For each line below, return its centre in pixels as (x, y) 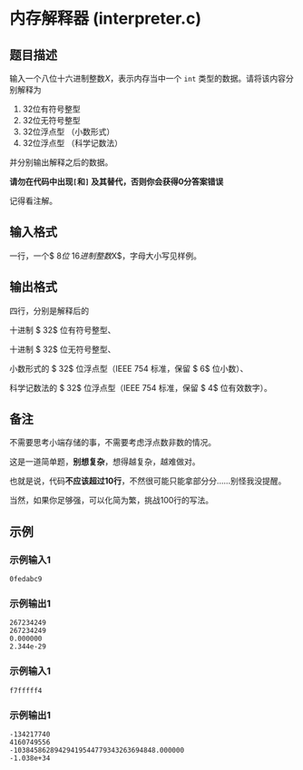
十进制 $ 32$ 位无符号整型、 (63, 349)
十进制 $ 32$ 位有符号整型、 (63, 330)
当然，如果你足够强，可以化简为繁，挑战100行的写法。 (112, 501)
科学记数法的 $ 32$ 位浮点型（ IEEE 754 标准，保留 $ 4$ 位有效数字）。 (141, 387)
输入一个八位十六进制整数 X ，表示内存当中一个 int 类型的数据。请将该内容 (147, 78)
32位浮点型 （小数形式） (68, 132)
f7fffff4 (26, 690)
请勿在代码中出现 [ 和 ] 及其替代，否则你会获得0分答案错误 (117, 181)
